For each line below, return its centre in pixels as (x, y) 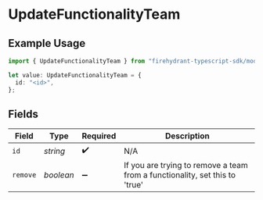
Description (187, 136)
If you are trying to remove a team (186, 166)
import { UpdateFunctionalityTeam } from (77, 61)
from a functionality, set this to (180, 175)
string (55, 151)
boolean (59, 175)
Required (99, 136)
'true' (133, 185)
